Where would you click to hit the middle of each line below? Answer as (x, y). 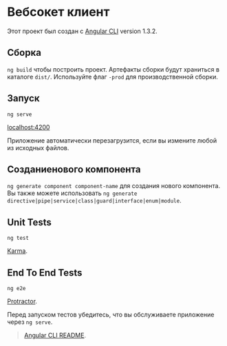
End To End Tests (45, 273)
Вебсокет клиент (58, 12)
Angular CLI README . (55, 335)
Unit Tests (29, 222)
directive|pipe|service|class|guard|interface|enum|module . (94, 201)
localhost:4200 (29, 127)
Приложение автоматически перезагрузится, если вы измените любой (112, 140)
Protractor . (22, 301)
